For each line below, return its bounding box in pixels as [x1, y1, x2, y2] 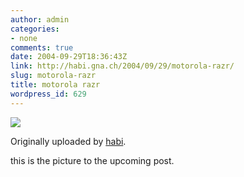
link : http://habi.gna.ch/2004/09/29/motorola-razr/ [10, 61, 235, 71]
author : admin [10, 14, 70, 25]
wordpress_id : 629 [10, 89, 87, 99]
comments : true [10, 42, 74, 53]
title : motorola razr [10, 80, 101, 90]
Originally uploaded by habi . [10, 135, 127, 147]
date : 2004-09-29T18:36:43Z [10, 52, 128, 62]
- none [10, 33, 38, 43]
